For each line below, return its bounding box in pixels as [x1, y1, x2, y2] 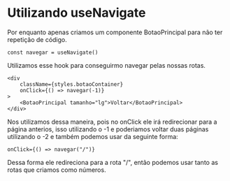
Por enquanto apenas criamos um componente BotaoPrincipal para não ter [7, 28, 223, 36]
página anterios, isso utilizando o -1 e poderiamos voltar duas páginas [7, 124, 209, 133]
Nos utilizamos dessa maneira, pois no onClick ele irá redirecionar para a [7, 117, 217, 126]
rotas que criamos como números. [7, 166, 106, 174]
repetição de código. [7, 35, 68, 43]
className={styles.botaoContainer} [20, 80, 124, 88]
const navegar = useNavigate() [7, 49, 99, 56]
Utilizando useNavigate [7, 5, 146, 21]
